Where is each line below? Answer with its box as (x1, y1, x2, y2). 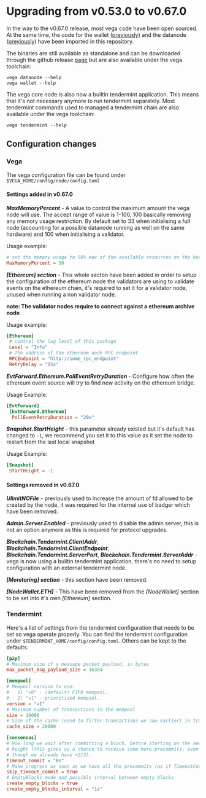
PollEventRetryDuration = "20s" (12, 414, 95, 420)
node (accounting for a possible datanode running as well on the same (6, 224, 185, 231)
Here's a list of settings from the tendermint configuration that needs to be (6, 624, 194, 631)
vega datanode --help (6, 74, 62, 80)
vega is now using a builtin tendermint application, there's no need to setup (6, 558, 197, 565)
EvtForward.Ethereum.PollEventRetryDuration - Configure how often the (6, 372, 194, 380)
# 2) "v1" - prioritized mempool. (6, 695, 100, 701)
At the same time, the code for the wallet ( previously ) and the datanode (6, 31, 187, 38)
